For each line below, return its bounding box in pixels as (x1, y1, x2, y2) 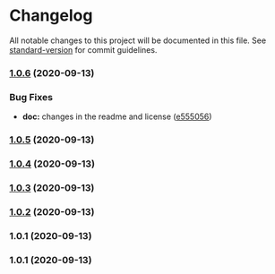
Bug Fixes (9, 90, 54, 103)
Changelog (9, 5, 93, 26)
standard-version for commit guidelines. (9, 44, 158, 55)
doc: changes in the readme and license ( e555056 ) (21, 111, 212, 122)
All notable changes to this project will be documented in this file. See (9, 35, 267, 46)
